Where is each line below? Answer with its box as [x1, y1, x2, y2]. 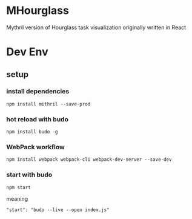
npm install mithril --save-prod [6, 101, 91, 107]
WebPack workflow [6, 143, 65, 152]
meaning [6, 195, 28, 202]
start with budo [6, 170, 53, 179]
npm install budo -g [6, 129, 59, 135]
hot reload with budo [6, 115, 68, 123]
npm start [6, 184, 31, 190]
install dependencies [6, 87, 70, 96]
